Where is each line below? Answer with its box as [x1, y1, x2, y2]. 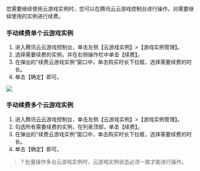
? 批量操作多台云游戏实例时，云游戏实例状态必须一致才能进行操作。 [20, 158, 187, 165]
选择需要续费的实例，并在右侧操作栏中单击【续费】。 [14, 51, 143, 58]
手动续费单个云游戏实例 [6, 29, 73, 37]
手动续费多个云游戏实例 [6, 101, 73, 109]
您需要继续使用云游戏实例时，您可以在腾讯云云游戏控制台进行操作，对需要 [6, 5, 189, 12]
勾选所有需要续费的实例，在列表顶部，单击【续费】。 [14, 123, 143, 130]
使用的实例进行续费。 [11, 13, 64, 20]
